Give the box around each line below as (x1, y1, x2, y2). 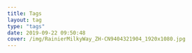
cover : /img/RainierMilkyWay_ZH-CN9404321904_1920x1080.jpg (7, 36, 186, 43)
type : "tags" (7, 23, 45, 30)
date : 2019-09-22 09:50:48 (7, 29, 86, 36)
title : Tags (7, 10, 42, 17)
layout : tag (7, 17, 42, 23)
